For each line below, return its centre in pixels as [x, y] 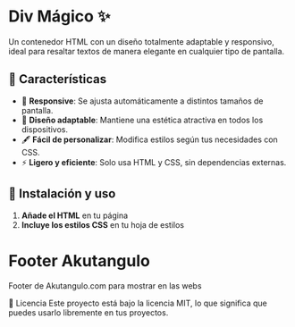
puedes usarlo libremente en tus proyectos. [88, 312]
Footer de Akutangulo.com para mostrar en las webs [105, 285]
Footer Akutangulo [80, 260]
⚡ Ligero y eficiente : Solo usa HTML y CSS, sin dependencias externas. [154, 162]
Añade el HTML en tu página [75, 215]
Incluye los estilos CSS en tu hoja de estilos [103, 224]
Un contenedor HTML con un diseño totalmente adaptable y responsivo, [141, 41]
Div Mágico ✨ [59, 17]
